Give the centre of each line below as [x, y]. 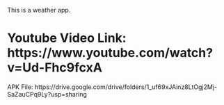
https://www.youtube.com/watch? [110, 53]
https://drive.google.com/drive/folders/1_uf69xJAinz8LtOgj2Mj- [126, 87]
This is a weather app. [39, 10]
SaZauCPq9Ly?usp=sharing [47, 94]
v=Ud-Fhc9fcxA [55, 68]
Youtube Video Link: [67, 38]
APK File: [20, 87]
